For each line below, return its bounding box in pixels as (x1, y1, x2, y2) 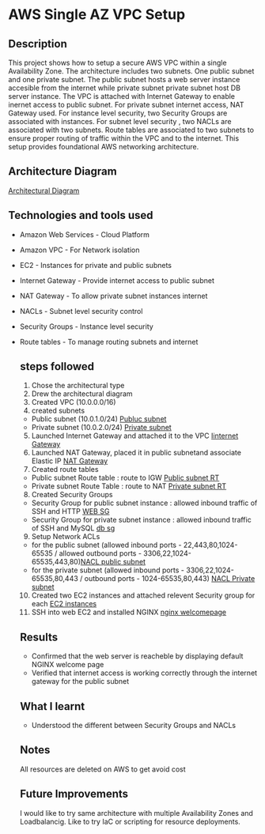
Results (19, 630, 58, 643)
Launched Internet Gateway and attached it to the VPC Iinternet (31, 431, 239, 440)
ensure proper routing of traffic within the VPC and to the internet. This (8, 134, 240, 143)
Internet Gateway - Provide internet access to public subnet (19, 275, 215, 285)
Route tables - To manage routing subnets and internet (19, 337, 199, 346)
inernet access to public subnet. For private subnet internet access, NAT (8, 100, 244, 109)
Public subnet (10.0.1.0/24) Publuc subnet (31, 414, 167, 424)
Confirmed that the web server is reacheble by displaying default (31, 651, 244, 661)
